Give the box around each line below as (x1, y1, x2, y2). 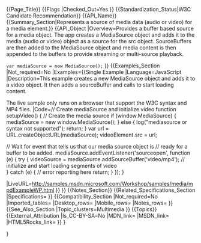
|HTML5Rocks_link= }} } (6, 218, 66, 226)
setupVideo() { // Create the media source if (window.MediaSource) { (6, 112, 177, 119)
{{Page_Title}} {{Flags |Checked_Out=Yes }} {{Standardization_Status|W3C (6, 6, 191, 13)
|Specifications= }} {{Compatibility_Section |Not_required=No (6, 193, 158, 200)
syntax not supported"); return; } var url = (6, 125, 109, 132)
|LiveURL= (6, 180, 32, 187)
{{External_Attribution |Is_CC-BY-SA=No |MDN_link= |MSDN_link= (6, 212, 170, 219)
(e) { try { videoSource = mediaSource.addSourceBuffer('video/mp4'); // (6, 156, 185, 162)
